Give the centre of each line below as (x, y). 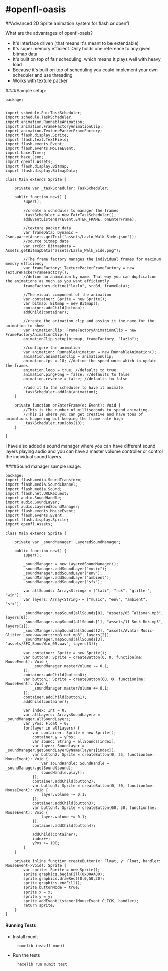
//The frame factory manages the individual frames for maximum (92, 259)
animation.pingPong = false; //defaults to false (76, 374)
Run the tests (26, 955)
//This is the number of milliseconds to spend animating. (87, 410)
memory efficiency (24, 264)
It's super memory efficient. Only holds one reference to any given (81, 48)
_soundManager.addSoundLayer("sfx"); (63, 582)
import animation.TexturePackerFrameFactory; (54, 131)
